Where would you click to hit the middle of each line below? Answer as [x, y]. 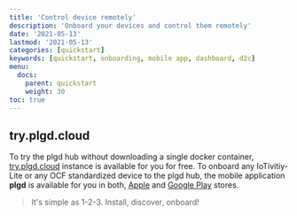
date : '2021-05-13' [45, 34]
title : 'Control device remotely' [73, 17]
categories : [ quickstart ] [57, 50]
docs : [27, 75]
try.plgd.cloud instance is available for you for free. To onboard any [132, 166]
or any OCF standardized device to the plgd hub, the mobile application [155, 176]
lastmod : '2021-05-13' [51, 42]
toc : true [27, 100]
